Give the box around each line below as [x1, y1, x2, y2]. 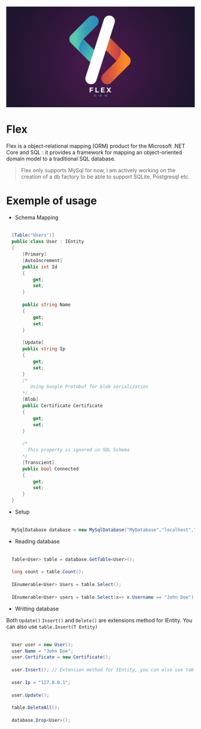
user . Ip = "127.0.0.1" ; [11, 679, 71, 685]
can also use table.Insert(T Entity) [6, 623, 98, 630]
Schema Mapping [14, 214, 59, 221]
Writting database [14, 605, 59, 612]
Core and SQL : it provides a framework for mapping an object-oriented [6, 148, 182, 156]
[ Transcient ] [22, 459, 55, 466]
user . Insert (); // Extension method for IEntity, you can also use [11, 667, 184, 673]
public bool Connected [22, 466, 79, 472]
